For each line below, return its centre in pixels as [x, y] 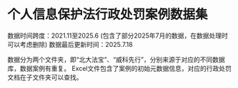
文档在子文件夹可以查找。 [45, 77]
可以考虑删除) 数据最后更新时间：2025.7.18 [70, 44]
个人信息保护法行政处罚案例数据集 [108, 15]
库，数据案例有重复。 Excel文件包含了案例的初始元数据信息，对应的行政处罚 [120, 68]
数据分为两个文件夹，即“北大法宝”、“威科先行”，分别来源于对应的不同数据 [116, 59]
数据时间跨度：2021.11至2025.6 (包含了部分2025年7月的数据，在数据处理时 [118, 35]
